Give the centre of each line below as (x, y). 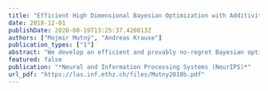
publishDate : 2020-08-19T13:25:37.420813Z (80, 30)
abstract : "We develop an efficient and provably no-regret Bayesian (126, 52)
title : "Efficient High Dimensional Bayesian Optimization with (117, 15)
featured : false (35, 60)
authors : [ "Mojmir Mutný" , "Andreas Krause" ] (85, 38)
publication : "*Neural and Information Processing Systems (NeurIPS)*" (130, 67)
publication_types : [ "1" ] (51, 45)
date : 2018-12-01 (37, 23)
